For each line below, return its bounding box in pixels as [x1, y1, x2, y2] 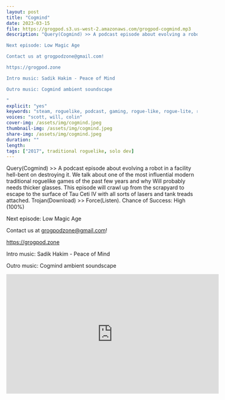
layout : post [6, 8, 39, 15]
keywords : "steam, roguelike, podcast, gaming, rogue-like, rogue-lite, [6, 109, 194, 115]
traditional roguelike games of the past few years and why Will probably [6, 177, 186, 185]
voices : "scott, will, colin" [6, 114, 83, 120]
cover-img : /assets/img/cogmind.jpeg [6, 120, 102, 126]
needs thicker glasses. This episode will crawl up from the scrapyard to [6, 184, 185, 191]
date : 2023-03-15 [6, 20, 50, 26]
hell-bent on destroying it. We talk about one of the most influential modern [6, 171, 195, 178]
